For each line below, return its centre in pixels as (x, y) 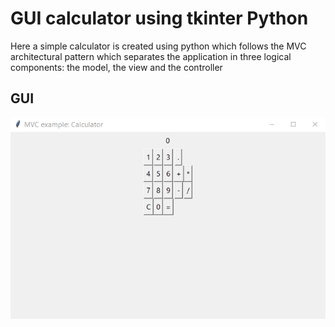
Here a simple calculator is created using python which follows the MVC (158, 46)
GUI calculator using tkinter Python (159, 18)
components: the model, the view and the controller (116, 67)
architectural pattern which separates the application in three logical (151, 56)
